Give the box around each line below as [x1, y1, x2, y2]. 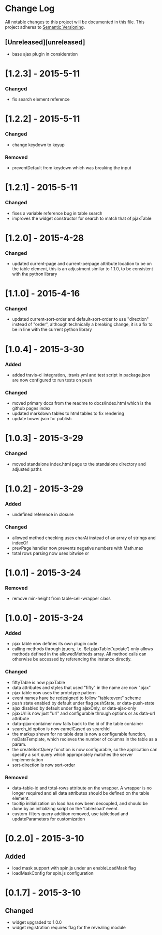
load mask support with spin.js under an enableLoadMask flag [12, 865, 136, 871]
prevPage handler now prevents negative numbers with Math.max [12, 545, 144, 551]
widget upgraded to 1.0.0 [12, 919, 62, 925]
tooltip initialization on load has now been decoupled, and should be [12, 801, 148, 806]
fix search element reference [12, 97, 70, 102]
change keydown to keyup [12, 142, 65, 148]
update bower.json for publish [12, 416, 72, 422]
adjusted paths [12, 466, 42, 472]
